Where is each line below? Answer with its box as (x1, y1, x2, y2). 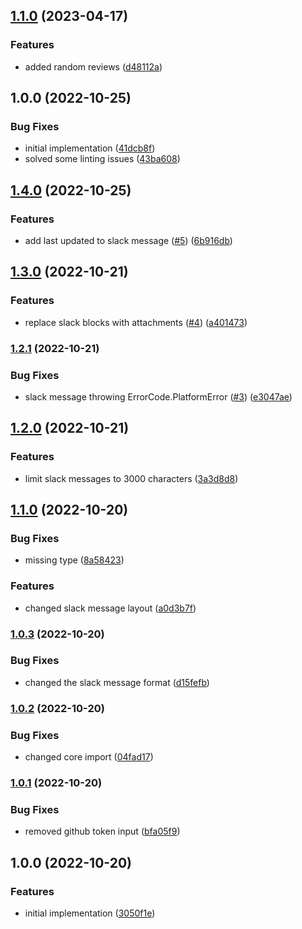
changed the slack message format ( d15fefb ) (24, 676, 210, 688)
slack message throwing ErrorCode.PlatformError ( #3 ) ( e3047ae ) (24, 390, 293, 403)
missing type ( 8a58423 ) (24, 554, 125, 566)
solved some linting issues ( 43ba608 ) (24, 153, 181, 165)
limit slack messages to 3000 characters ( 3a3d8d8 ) (24, 472, 239, 484)
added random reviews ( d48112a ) (24, 60, 163, 73)
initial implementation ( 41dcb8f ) (24, 142, 156, 154)
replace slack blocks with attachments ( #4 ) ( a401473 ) (24, 316, 248, 328)
